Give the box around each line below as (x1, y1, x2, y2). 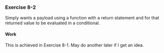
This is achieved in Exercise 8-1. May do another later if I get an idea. (5, 42, 144, 48)
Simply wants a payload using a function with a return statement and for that (5, 15, 160, 21)
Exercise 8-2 (5, 4, 36, 11)
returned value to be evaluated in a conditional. (5, 20, 100, 26)
